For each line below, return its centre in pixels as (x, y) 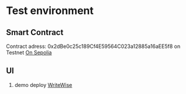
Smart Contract (35, 32)
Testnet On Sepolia (29, 53)
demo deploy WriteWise (43, 85)
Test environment (50, 11)
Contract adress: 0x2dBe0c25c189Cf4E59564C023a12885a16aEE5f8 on (93, 46)
